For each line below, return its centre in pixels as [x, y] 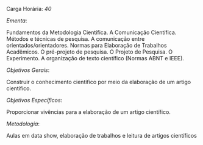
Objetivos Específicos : [34, 100]
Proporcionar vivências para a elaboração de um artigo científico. [88, 112]
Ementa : [17, 20]
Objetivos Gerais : [28, 70]
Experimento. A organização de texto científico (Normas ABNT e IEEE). [95, 58]
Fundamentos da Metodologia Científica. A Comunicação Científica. [91, 32]
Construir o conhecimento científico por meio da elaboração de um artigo [98, 82]
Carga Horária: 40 [29, 9]
